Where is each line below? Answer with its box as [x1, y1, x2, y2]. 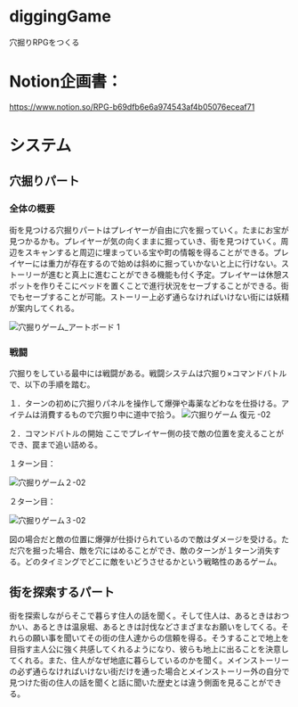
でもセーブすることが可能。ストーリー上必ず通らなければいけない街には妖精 [9, 292, 290, 302]
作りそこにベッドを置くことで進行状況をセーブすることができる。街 [39, 280, 289, 291]
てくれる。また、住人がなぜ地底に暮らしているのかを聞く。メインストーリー [9, 654, 289, 665]
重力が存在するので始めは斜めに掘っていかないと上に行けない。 [47, 258, 282, 268]
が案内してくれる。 [9, 302, 80, 313]
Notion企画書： [9, 71, 123, 92]
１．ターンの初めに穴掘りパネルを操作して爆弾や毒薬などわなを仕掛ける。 [9, 399, 282, 409]
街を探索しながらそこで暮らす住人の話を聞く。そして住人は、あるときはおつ [9, 610, 290, 621]
